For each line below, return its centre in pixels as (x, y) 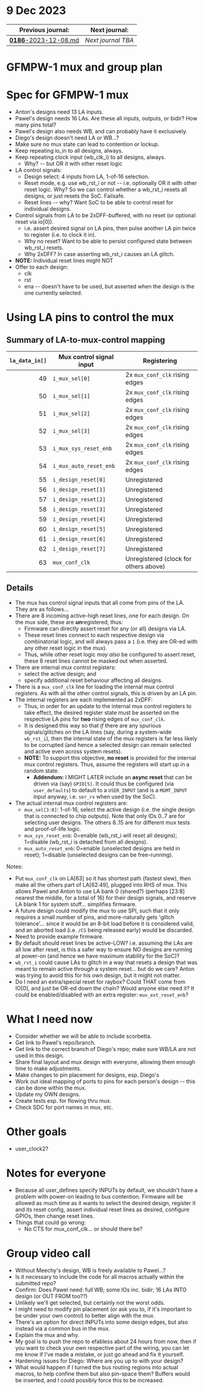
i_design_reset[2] (79, 500)
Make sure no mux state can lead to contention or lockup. (87, 144)
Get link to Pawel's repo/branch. (55, 1042)
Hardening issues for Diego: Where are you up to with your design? (99, 1361)
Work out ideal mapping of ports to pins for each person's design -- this (105, 1081)
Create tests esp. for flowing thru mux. (63, 1100)
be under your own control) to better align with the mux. (85, 1315)
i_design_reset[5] (79, 529)
